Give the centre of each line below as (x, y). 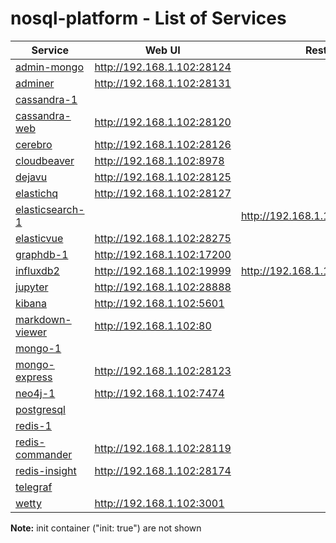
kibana (31, 303)
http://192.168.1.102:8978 (159, 160)
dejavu (31, 177)
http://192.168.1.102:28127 (163, 193)
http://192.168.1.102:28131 (163, 83)
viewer (31, 332)
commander (44, 454)
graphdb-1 (42, 254)
